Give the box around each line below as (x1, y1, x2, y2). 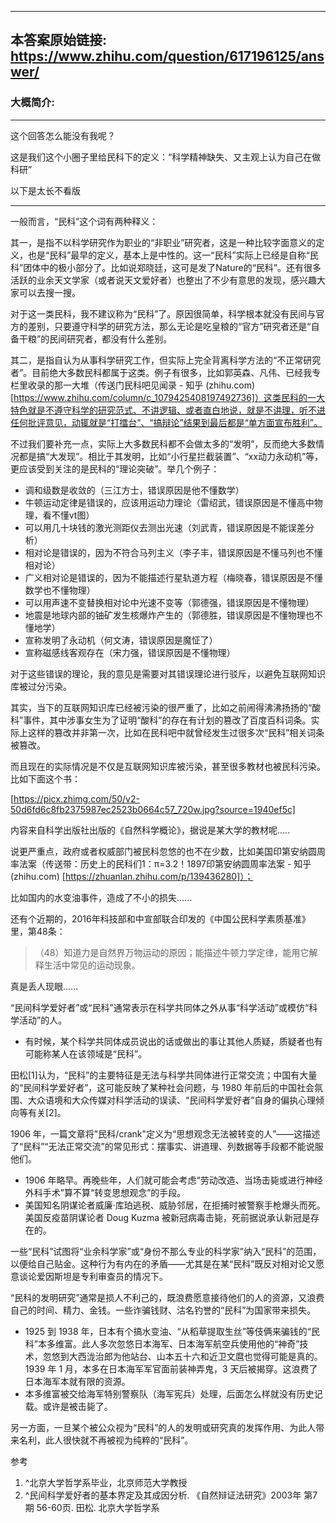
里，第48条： (10, 925, 66, 937)
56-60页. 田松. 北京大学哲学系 (36, 1501, 160, 1513)
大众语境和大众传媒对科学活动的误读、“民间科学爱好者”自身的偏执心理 (27, 1094, 317, 1106)
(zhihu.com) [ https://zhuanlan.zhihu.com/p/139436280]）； (10, 870, 254, 882)
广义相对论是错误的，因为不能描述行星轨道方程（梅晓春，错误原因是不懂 (24, 571, 323, 583)
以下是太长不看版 (10, 184, 81, 196)
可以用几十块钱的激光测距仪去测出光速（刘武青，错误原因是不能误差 (24, 521, 306, 533)
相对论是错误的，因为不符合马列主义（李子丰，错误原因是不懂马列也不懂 (24, 546, 323, 558)
